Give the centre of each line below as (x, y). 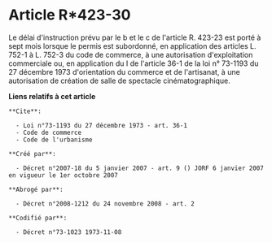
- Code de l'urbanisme (54, 140)
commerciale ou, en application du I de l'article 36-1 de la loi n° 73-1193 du (134, 63)
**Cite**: (25, 111)
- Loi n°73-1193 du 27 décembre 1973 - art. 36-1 (101, 125)
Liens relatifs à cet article (52, 96)
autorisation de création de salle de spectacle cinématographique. (119, 80)
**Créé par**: (33, 154)
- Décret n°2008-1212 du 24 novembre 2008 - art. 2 (105, 204)
